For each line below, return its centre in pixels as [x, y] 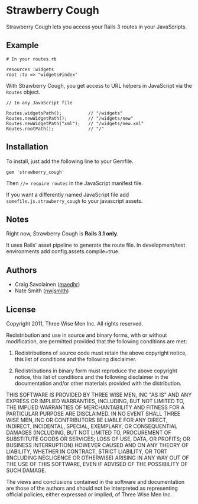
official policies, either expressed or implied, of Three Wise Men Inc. [89, 495]
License [21, 309]
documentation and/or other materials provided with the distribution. [98, 383]
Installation [27, 147]
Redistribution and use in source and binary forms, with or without [87, 335]
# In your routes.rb [32, 59]
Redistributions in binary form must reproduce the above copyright [96, 371]
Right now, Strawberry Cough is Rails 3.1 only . [62, 234]
